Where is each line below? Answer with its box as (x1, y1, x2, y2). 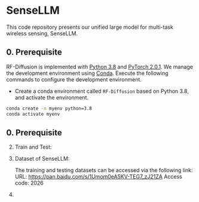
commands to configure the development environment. (6, 76, 142, 83)
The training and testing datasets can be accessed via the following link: (14, 167, 193, 174)
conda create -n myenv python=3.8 (6, 105, 93, 111)
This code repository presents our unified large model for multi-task (6, 23, 173, 31)
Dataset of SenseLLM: (14, 155, 70, 162)
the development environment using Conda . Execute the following (6, 70, 169, 77)
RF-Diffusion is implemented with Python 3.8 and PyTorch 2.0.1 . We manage (6, 63, 193, 70)
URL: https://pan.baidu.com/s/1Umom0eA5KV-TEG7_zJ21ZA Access (14, 173, 182, 180)
